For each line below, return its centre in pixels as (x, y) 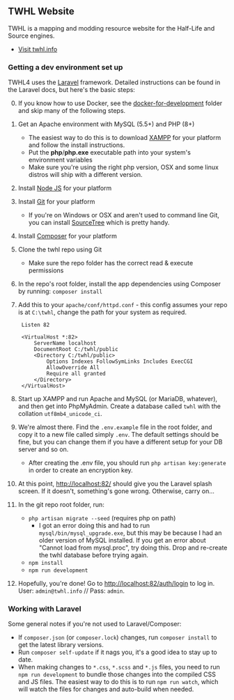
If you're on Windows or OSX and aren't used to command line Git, (124, 215)
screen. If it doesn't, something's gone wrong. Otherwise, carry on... (116, 491)
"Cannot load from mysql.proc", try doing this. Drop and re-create (133, 548)
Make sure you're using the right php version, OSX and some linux (123, 167)
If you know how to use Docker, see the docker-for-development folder (120, 103)
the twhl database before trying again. (94, 555)
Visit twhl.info (38, 49)
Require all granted (76, 374)
